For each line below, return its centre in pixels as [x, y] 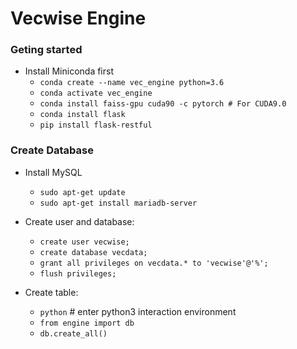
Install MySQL [53, 172]
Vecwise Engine [78, 18]
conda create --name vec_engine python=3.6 [132, 83]
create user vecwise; [84, 242]
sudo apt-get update [82, 192]
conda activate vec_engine [96, 93]
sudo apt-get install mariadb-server [118, 203]
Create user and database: [79, 221]
